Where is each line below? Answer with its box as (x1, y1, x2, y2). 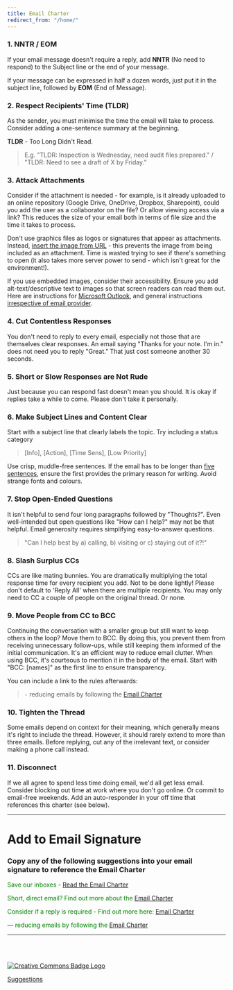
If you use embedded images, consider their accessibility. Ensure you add (7, 277, 218, 285)
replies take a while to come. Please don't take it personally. (7, 395, 178, 403)
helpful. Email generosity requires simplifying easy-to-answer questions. (7, 524, 215, 533)
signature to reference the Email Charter (7, 864, 146, 874)
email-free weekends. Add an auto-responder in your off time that (7, 793, 196, 801)
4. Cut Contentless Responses (7, 316, 112, 326)
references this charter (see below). (7, 801, 110, 809)
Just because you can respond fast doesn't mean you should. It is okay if (7, 387, 217, 395)
